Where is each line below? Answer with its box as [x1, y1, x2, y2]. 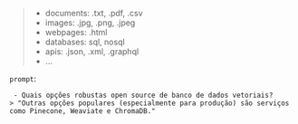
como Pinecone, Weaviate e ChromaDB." [9, 107, 156, 116]
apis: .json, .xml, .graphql [44, 46, 139, 57]
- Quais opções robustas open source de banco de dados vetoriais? [13, 91, 274, 100]
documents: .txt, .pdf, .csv [44, 8, 143, 18]
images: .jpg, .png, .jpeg [44, 17, 136, 28]
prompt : [9, 73, 36, 84]
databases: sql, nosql [44, 36, 125, 47]
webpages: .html [44, 27, 108, 37]
